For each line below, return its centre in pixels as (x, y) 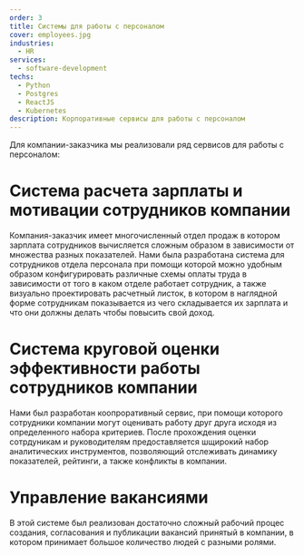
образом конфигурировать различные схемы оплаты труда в (128, 274)
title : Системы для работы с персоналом (87, 26)
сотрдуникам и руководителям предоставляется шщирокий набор (139, 442)
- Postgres (38, 93)
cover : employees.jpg (50, 34)
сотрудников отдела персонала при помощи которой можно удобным (146, 265)
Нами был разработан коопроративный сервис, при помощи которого (146, 413)
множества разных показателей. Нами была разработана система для (147, 255)
